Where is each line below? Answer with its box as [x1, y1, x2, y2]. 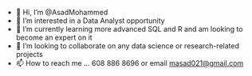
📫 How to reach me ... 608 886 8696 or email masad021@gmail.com [15, 59, 244, 67]
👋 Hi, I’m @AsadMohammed [15, 8, 108, 17]
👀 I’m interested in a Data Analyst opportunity [15, 16, 165, 25]
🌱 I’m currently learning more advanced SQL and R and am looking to [15, 25, 243, 33]
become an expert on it [15, 32, 93, 42]
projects [15, 50, 44, 59]
